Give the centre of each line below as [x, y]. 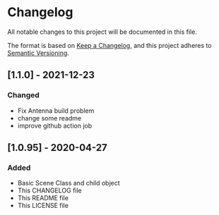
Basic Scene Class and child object [69, 183]
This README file [43, 198]
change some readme [49, 118]
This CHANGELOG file [50, 190]
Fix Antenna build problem [56, 111]
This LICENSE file [43, 206]
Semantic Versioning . [38, 53]
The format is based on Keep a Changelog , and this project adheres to [109, 45]
